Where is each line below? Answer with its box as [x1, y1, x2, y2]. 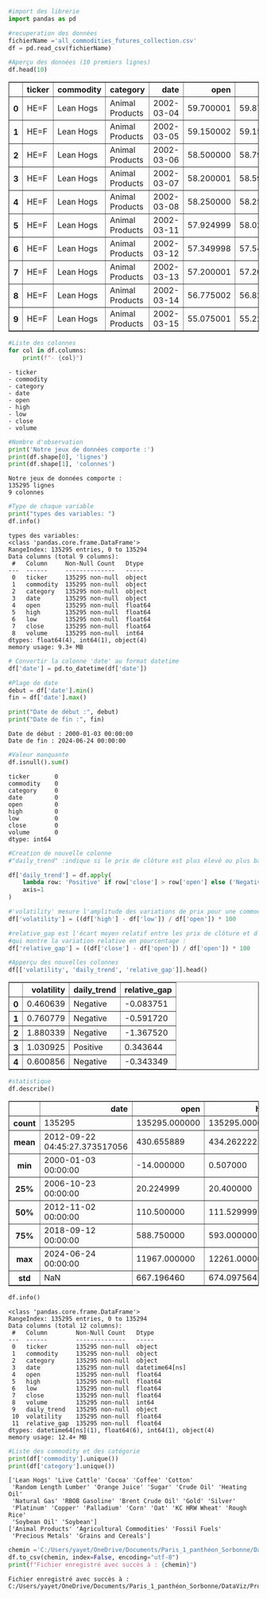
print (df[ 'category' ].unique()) [8, 1462, 115, 1470]
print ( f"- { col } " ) [22, 354, 83, 362]
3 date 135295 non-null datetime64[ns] [11, 1363, 187, 1372]
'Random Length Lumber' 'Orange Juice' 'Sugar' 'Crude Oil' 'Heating [11, 1483, 247, 1491]
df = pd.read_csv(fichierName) [8, 44, 112, 52]
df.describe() [8, 1085, 56, 1093]
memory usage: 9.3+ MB [8, 643, 83, 651]
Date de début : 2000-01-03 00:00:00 [8, 730, 133, 738]
